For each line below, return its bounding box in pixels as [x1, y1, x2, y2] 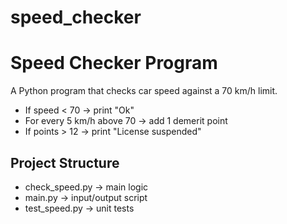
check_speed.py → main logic [24, 181, 149, 193]
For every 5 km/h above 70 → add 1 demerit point [24, 115, 228, 127]
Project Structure [10, 154, 120, 171]
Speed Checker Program [10, 52, 218, 75]
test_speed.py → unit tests [24, 202, 135, 214]
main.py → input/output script [24, 191, 148, 203]
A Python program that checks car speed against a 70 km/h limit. [10, 85, 278, 97]
